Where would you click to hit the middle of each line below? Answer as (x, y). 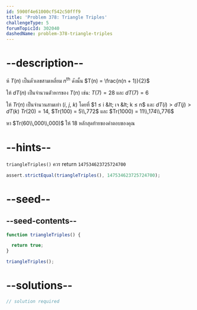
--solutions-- (39, 286)
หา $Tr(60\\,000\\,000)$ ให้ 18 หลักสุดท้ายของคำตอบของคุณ (71, 123)
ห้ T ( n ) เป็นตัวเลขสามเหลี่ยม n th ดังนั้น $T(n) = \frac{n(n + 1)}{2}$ (78, 80)
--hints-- (29, 147)
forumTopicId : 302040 (33, 28)
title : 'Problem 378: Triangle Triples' (57, 17)
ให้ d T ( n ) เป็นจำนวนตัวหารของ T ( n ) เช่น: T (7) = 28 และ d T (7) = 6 (78, 92)
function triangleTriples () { (44, 235)
